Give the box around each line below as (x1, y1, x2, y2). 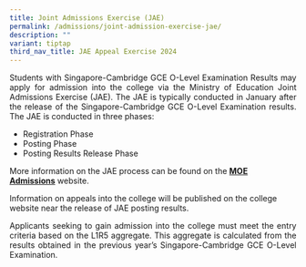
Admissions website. (9, 175, 89, 187)
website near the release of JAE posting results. (9, 202, 189, 214)
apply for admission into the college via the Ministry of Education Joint (9, 82, 297, 93)
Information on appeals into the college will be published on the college (9, 193, 278, 204)
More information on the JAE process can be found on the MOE (9, 166, 249, 177)
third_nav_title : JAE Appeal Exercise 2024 (9, 47, 178, 56)
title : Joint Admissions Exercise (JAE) (9, 13, 166, 23)
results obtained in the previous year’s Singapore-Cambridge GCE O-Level (9, 240, 297, 251)
